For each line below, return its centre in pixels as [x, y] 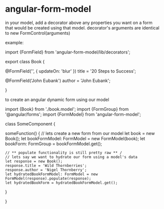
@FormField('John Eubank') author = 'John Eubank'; [58, 80]
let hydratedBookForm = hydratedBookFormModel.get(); [62, 183]
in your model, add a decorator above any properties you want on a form [79, 23]
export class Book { [25, 61]
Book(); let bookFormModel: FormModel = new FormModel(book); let [75, 138]
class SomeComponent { [30, 124]
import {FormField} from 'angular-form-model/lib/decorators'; [68, 52]
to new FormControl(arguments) [38, 33]
